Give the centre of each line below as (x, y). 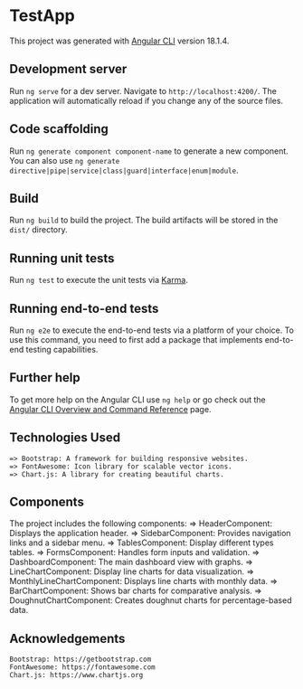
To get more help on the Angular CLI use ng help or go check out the (137, 400)
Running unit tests (62, 258)
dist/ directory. (38, 230)
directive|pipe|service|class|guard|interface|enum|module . (124, 170)
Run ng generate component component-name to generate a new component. (149, 151)
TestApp (42, 16)
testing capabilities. (62, 349)
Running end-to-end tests (84, 308)
